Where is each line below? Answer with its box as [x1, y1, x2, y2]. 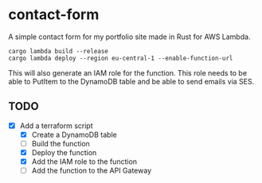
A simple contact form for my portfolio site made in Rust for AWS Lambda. [8, 32, 251, 41]
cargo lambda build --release [8, 47, 109, 55]
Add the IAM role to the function [31, 157, 138, 166]
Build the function [31, 138, 90, 148]
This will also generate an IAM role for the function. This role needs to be [8, 68, 248, 77]
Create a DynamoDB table [31, 130, 117, 139]
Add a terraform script [19, 121, 93, 130]
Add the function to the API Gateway [31, 165, 152, 176]
